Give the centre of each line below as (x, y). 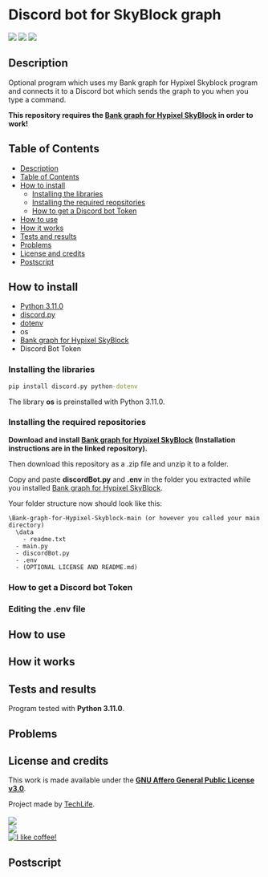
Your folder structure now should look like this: (85, 503)
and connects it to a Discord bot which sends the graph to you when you (128, 91)
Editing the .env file (47, 608)
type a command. (37, 99)
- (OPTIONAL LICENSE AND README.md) (77, 567)
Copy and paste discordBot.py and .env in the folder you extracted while (130, 479)
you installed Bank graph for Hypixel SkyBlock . (85, 487)
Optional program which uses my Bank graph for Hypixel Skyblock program (133, 83)
